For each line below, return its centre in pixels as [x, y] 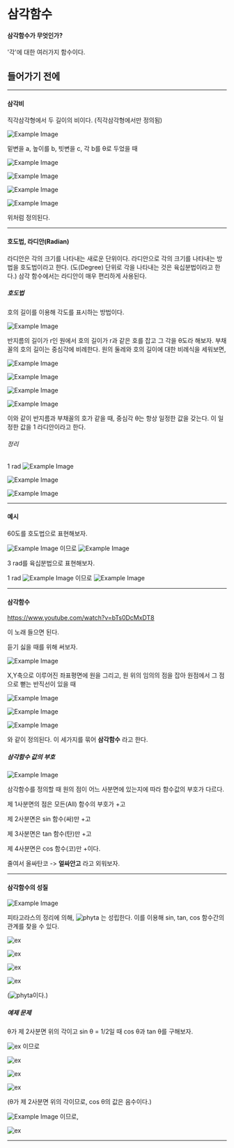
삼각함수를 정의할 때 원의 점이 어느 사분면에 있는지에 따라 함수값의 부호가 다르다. [116, 789]
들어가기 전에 [34, 76]
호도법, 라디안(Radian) [38, 241]
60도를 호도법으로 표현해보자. [47, 533]
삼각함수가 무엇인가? [35, 35]
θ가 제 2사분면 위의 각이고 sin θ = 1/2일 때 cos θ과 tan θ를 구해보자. [100, 1031]
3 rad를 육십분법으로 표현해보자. [51, 563]
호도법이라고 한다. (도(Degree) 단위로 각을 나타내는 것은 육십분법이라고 [117, 267]
